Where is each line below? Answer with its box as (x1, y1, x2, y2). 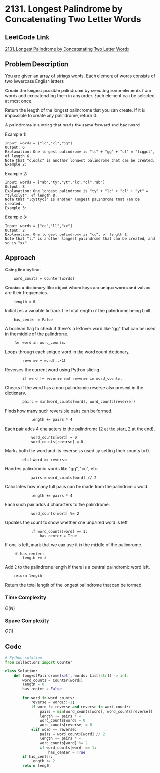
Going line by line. (5, 267, 41, 272)
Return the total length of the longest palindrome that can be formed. (5, 582, 143, 588)
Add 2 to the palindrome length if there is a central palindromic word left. (5, 564, 150, 570)
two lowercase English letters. (5, 78, 65, 84)
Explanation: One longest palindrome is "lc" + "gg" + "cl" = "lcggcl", (5, 149, 155, 154)
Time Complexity (5, 594, 47, 601)
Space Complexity (5, 617, 49, 624)
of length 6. (5, 153, 32, 159)
